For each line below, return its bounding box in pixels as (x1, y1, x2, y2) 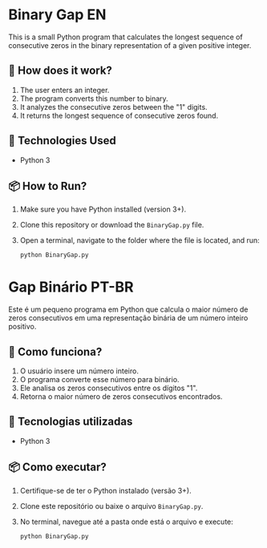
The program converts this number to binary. (19, 94, 168, 103)
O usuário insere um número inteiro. (19, 366, 139, 376)
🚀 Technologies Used (8, 134, 116, 147)
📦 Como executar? (8, 461, 107, 474)
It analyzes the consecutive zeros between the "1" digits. (19, 102, 208, 111)
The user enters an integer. (19, 85, 110, 95)
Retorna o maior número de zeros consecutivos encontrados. (19, 392, 223, 401)
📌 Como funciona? (8, 345, 103, 358)
